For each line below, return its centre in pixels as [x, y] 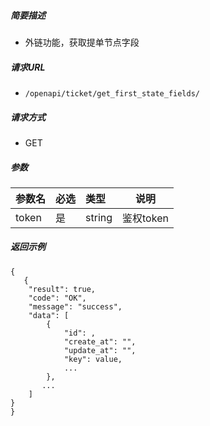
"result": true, [62, 289]
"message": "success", [75, 306]
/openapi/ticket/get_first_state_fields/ [112, 93]
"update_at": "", [100, 350]
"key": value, [93, 359]
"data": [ [49, 315]
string [99, 217]
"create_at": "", [100, 341]
